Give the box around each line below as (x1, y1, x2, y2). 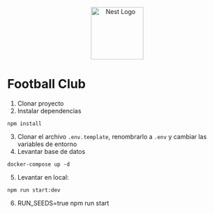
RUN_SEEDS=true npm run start (17, 199, 109, 207)
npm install (7, 120, 42, 127)
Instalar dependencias (17, 106, 82, 115)
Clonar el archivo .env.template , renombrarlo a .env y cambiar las (17, 132, 207, 141)
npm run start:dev (7, 186, 61, 194)
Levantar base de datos (17, 147, 86, 155)
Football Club (7, 76, 86, 92)
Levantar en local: (17, 173, 69, 181)
